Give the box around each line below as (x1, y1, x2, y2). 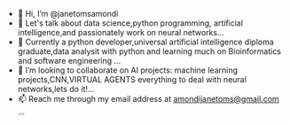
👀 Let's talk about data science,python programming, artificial (17, 18, 244, 28)
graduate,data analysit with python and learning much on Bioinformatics (17, 46, 282, 57)
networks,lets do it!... (17, 84, 95, 94)
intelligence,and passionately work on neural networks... (17, 27, 224, 37)
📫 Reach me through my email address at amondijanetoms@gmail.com (17, 94, 279, 104)
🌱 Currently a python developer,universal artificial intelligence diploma (17, 36, 275, 47)
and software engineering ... (17, 56, 121, 66)
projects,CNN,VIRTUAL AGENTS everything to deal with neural (17, 74, 247, 84)
